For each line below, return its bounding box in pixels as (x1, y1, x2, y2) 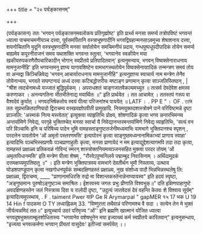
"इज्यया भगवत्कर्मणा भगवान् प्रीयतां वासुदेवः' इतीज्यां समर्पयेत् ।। (6, 221, 126, 227)
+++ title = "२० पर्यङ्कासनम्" (6, 6, 71, 13)
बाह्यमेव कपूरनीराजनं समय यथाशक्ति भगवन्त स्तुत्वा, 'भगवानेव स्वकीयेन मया (6, 50, 147, 57)
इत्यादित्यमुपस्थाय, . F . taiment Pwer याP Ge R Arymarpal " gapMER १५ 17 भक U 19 (6, 193, 197, 200)
